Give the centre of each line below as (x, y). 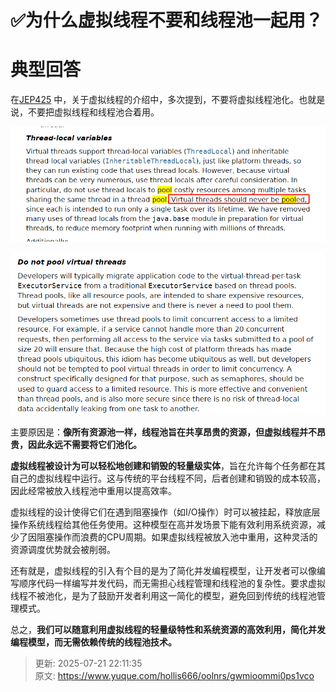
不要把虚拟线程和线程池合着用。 (93, 112)
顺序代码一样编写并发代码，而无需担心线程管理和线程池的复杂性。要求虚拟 (172, 583)
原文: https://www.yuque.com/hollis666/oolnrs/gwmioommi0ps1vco (174, 676)
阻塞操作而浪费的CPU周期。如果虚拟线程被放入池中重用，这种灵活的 (177, 537)
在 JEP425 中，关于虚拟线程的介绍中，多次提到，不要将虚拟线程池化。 (155, 100)
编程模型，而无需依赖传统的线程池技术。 (93, 642)
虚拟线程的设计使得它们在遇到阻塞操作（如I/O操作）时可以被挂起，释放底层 (165, 512)
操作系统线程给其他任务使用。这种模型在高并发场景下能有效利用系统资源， (163, 525)
